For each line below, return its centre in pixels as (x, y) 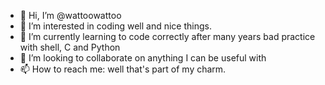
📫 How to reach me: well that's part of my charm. (123, 69)
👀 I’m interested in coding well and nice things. (115, 26)
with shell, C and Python (70, 47)
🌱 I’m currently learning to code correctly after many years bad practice (167, 36)
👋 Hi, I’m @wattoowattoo (70, 15)
